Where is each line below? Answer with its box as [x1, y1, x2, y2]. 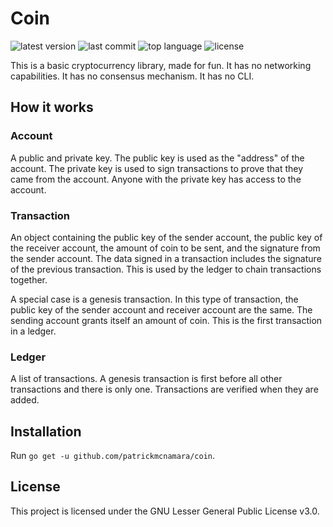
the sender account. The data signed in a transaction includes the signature [10, 252, 322, 264]
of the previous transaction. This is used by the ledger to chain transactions [10, 263, 322, 275]
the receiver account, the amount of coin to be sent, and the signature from [10, 242, 321, 254]
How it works [10, 99, 94, 116]
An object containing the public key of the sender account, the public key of [10, 231, 323, 243]
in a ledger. [10, 325, 57, 337]
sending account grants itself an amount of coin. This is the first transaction [10, 314, 323, 326]
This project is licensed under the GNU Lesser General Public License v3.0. [10, 505, 320, 517]
